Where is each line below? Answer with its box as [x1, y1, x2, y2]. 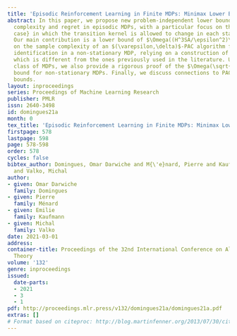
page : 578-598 [7, 142, 49, 149]
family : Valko [13, 226, 55, 233]
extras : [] [7, 311, 39, 319]
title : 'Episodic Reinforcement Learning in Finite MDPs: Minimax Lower [7, 10, 226, 18]
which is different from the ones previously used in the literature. [13, 56, 226, 63]
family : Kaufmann [13, 213, 65, 220]
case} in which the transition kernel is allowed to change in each [13, 30, 219, 37]
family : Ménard [13, 200, 59, 208]
